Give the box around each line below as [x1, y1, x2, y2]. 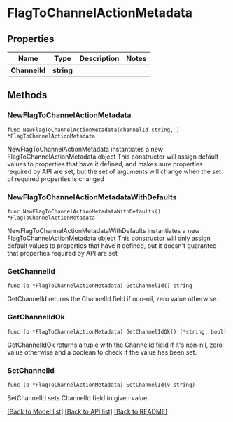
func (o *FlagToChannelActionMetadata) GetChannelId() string [7, 282, 192, 289]
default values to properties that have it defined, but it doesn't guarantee [7, 241, 217, 250]
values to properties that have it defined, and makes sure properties [7, 159, 203, 168]
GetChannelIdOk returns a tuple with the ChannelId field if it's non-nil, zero [7, 341, 223, 349]
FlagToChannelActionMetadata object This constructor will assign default [7, 152, 219, 161]
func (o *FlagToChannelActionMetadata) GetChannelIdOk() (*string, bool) [7, 328, 227, 335]
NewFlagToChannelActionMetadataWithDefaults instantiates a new [7, 226, 200, 235]
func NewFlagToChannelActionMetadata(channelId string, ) [7, 126, 180, 133]
